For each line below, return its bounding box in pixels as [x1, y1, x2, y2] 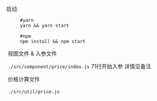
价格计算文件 [7, 76, 40, 83]
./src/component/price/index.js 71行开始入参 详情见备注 [7, 63, 152, 70]
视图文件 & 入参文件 [7, 50, 57, 57]
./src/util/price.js [7, 89, 60, 95]
